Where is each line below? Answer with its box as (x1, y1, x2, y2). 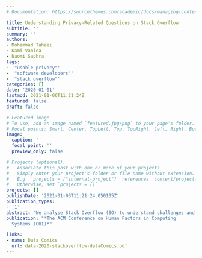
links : (6, 231, 23, 238)
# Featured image (6, 115, 50, 121)
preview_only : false (11, 148, 63, 154)
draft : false (6, 104, 39, 110)
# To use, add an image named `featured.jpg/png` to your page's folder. (6, 120, 195, 127)
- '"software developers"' (6, 70, 74, 76)
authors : (6, 37, 28, 43)
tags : (6, 58, 20, 65)
